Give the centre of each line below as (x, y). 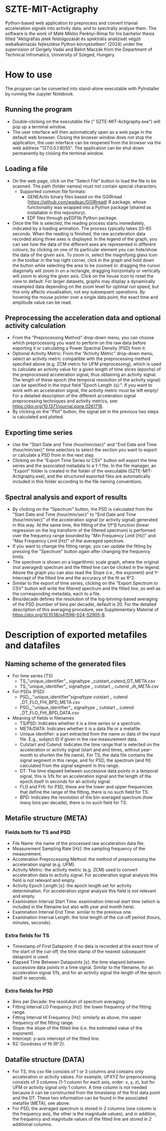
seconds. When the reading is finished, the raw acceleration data (79, 234)
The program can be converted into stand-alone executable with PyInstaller (82, 89)
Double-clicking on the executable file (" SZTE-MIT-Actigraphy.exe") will (86, 121)
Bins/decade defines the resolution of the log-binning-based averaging (85, 599)
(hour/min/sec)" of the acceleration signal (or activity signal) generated (85, 519)
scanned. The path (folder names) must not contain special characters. (85, 186)
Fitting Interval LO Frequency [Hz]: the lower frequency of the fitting (82, 1007)
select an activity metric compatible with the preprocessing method (81, 359)
